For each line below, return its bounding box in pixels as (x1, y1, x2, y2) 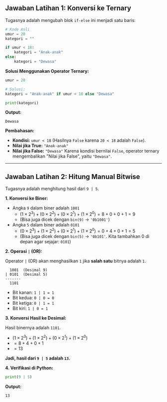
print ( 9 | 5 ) (5, 375, 32, 380)
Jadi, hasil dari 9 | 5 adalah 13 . (5, 355, 71, 361)
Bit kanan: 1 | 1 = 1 (12, 289, 55, 295)
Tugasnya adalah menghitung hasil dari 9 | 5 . (5, 186, 99, 192)
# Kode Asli (5, 27, 30, 32)
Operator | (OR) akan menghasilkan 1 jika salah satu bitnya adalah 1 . (5, 258, 146, 264)
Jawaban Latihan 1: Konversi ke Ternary (5, 4, 132, 12)
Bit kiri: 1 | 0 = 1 (12, 305, 48, 311)
